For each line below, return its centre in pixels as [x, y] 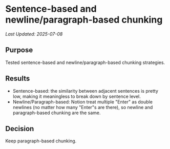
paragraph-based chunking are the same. [57, 113]
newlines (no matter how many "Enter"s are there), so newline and [83, 107]
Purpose [19, 50]
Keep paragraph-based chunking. [41, 141]
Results [18, 79]
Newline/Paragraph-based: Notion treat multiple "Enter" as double [82, 102]
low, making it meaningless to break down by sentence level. [77, 96]
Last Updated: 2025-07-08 [34, 34]
